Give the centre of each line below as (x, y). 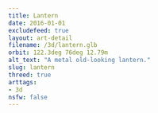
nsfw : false (28, 97)
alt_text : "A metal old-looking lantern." (79, 60)
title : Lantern (33, 16)
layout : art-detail (40, 38)
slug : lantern (32, 68)
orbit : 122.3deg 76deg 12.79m (58, 53)
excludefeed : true (39, 30)
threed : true (30, 75)
